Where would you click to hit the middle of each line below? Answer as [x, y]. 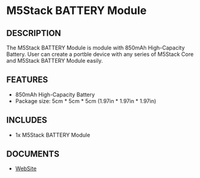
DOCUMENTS [33, 154]
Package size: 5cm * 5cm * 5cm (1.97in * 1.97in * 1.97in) [86, 101]
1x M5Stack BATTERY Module [53, 135]
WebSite [26, 169]
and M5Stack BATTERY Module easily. [55, 61]
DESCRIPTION [34, 33]
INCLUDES [27, 120]
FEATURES [27, 80]
